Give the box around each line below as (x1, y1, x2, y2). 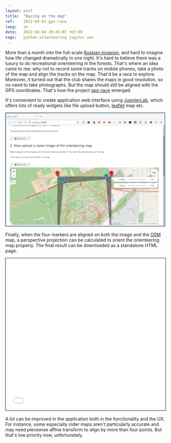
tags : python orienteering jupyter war (5, 35, 94, 40)
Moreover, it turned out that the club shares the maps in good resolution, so (5, 77, 163, 82)
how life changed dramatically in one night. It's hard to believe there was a (5, 55, 161, 61)
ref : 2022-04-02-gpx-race (5, 19, 67, 24)
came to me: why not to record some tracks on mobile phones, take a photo (5, 66, 164, 72)
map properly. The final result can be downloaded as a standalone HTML (5, 242, 158, 248)
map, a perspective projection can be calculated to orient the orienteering (5, 236, 160, 243)
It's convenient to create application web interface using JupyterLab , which (5, 97, 163, 103)
